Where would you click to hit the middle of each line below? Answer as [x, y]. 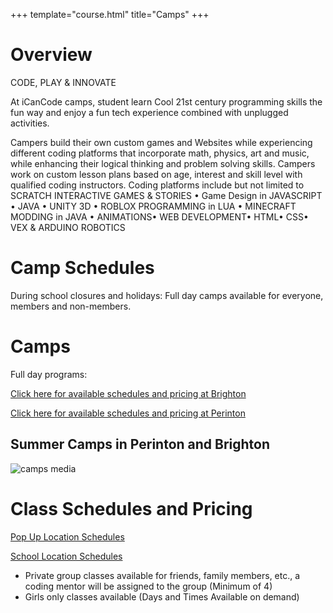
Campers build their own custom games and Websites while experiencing [161, 142]
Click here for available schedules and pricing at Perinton [128, 413]
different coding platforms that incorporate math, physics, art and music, [160, 153]
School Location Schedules [66, 556]
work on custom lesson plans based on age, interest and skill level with [156, 174]
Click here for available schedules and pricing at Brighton [128, 393]
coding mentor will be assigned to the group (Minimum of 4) [148, 586]
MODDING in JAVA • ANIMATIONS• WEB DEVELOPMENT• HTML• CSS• [159, 216]
